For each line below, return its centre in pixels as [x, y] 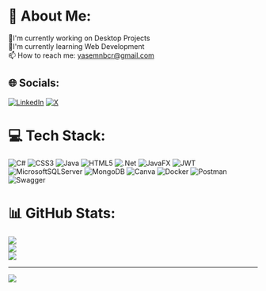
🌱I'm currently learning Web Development [76, 46]
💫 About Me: [50, 16]
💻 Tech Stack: [57, 136]
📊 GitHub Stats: [62, 213]
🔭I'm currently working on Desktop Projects [79, 38]
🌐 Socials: [34, 83]
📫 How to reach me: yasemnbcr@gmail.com [81, 55]
